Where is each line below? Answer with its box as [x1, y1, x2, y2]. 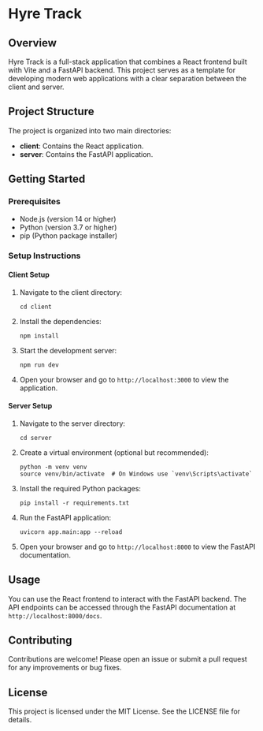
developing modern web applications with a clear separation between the [8, 74, 246, 83]
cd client [19, 303, 53, 311]
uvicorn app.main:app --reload [19, 528, 123, 536]
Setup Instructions [8, 250, 81, 261]
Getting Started [8, 173, 86, 186]
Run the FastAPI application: [19, 513, 112, 522]
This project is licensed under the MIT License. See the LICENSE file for [8, 707, 241, 716]
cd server [19, 434, 53, 442]
